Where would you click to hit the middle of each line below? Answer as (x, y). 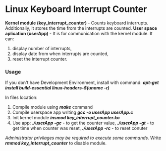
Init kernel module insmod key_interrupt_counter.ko (66, 118)
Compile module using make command (53, 107)
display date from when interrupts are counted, (60, 54)
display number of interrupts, (42, 48)
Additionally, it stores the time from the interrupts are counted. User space (81, 28)
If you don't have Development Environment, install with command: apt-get (82, 82)
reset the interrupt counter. (40, 59)
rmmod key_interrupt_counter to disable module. (56, 143)
